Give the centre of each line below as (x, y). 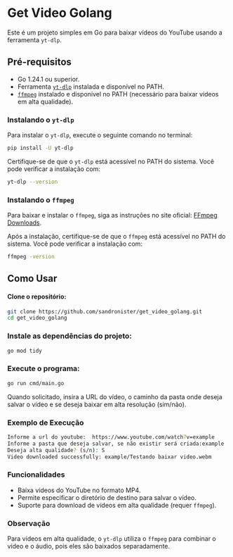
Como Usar (32, 278)
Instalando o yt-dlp (41, 120)
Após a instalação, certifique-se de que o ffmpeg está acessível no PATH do (116, 237)
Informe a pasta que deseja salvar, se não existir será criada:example (116, 444)
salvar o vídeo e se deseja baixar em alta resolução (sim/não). (97, 404)
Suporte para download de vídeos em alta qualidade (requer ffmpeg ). (117, 505)
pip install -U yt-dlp (40, 148)
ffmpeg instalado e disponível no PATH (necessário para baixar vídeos (118, 94)
